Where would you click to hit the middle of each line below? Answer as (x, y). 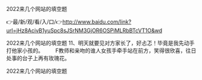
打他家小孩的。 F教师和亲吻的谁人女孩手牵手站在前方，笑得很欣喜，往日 (101, 51)
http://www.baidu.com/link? (97, 22)
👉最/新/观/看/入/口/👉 (34, 22)
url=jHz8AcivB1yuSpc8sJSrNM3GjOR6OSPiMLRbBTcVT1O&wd (84, 30)
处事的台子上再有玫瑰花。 (38, 58)
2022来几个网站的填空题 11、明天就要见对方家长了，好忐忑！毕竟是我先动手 (100, 43)
